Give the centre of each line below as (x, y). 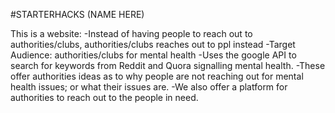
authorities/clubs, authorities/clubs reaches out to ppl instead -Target (153, 44)
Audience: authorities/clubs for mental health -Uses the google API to (153, 55)
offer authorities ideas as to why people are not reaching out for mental (157, 76)
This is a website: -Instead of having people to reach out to (131, 33)
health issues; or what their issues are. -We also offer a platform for (149, 87)
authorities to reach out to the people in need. (104, 97)
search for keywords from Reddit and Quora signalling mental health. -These (168, 65)
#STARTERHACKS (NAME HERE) (77, 14)
